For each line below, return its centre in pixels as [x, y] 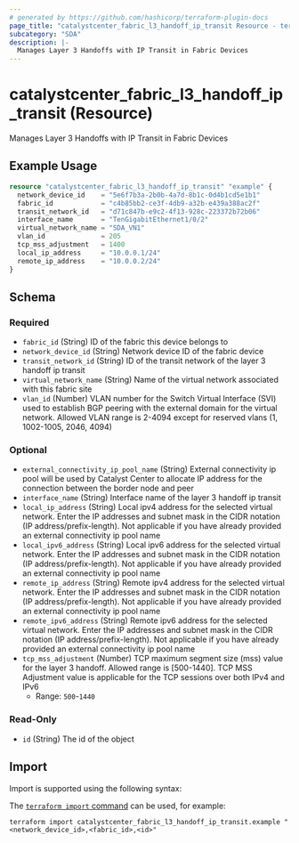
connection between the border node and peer [108, 488]
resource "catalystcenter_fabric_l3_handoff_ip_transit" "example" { [141, 186]
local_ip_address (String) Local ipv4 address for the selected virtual [147, 507]
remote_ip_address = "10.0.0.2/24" [89, 261]
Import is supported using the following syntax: [96, 788]
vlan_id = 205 [69, 237]
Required [29, 322]
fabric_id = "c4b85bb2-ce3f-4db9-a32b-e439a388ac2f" [139, 203]
